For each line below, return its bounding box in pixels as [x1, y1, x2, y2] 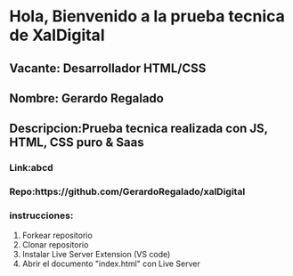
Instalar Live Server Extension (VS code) [21, 248, 171, 259]
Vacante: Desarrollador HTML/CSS [9, 61, 207, 76]
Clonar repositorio [21, 239, 89, 250]
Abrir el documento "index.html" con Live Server [21, 258, 200, 269]
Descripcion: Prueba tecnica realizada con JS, [9, 121, 269, 136]
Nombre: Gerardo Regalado [9, 91, 165, 106]
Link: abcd [9, 162, 53, 175]
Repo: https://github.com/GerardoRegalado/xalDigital [9, 185, 246, 198]
